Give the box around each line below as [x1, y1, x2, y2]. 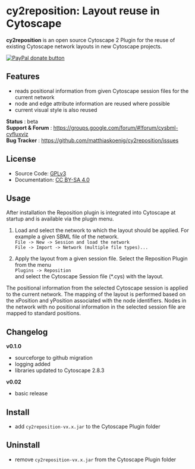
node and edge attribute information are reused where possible [14, 100, 171, 107]
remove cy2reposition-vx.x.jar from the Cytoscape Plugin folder [14, 456, 177, 463]
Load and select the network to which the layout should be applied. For [14, 227, 189, 234]
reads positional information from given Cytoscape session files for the [14, 87, 189, 95]
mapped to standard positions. [6, 310, 81, 317]
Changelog [6, 327, 48, 337]
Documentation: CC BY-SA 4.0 [14, 176, 90, 183]
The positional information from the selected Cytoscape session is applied [6, 284, 188, 292]
